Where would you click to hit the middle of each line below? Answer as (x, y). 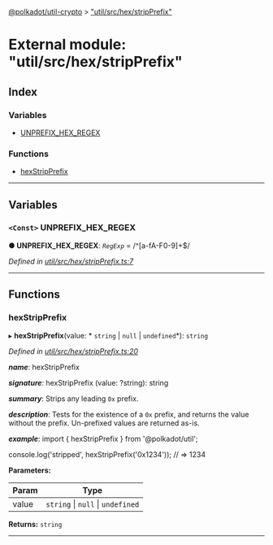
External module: (67, 45)
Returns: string (35, 524)
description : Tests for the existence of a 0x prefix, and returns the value (129, 414)
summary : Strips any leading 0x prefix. (74, 399)
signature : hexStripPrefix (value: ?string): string (89, 382)
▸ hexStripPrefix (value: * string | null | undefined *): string (108, 335)
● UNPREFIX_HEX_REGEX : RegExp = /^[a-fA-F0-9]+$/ (99, 245)
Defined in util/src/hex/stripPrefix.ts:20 (74, 351)
